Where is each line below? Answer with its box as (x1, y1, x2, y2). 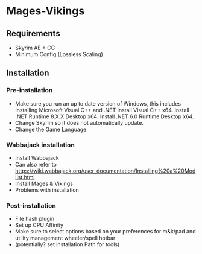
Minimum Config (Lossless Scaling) (14, 51, 104, 58)
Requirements (6, 28, 60, 39)
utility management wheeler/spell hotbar (14, 234, 116, 242)
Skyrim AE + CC (14, 44, 55, 51)
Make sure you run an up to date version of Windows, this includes (14, 100, 181, 107)
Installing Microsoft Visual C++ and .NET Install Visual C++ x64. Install (14, 106, 190, 113)
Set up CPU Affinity (14, 221, 64, 229)
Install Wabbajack (14, 154, 59, 161)
